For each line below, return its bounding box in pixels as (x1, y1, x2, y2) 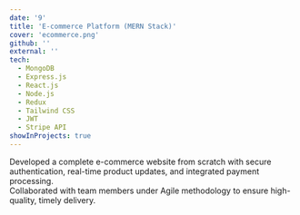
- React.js (17, 81, 59, 90)
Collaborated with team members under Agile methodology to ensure (9, 185, 269, 196)
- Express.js (17, 73, 67, 82)
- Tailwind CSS (17, 106, 75, 115)
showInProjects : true (9, 132, 92, 141)
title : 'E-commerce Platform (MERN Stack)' (9, 22, 177, 31)
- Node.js (17, 89, 55, 98)
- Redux (17, 97, 47, 107)
